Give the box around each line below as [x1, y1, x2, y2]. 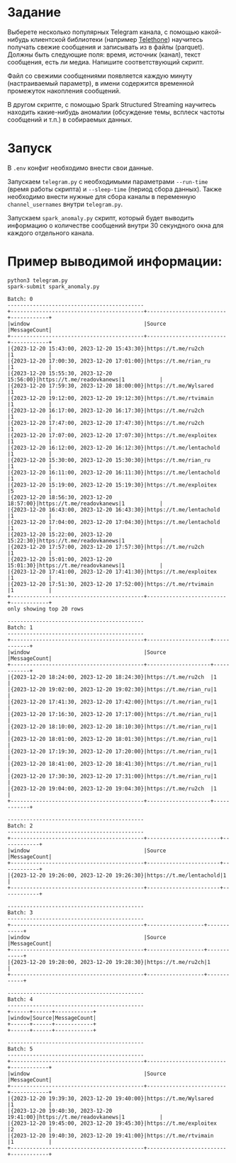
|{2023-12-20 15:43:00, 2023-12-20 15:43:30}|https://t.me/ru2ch [7, 345, 204, 352]
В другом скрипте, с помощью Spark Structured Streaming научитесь [7, 100, 216, 108]
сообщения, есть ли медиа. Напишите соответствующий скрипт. [7, 57, 204, 66]
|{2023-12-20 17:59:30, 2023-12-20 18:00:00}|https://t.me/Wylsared [7, 382, 214, 390]
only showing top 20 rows [7, 605, 84, 613]
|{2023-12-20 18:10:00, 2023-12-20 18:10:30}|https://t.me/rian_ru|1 [7, 723, 218, 730]
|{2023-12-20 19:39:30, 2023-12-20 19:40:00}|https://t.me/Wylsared [7, 1095, 214, 1102]
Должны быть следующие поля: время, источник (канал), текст [7, 50, 201, 59]
